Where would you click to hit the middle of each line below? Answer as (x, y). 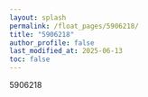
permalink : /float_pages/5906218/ (74, 26)
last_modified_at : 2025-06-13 (66, 51)
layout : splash (38, 18)
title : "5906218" (42, 34)
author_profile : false (52, 43)
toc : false (30, 59)
